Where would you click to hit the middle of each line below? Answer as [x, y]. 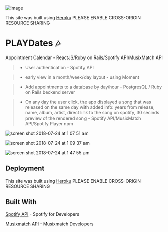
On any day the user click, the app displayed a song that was [88, 102]
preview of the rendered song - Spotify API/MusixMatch [83, 118]
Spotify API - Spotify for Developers [42, 214]
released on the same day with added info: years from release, [90, 107]
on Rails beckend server [50, 92]
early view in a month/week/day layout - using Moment [82, 77]
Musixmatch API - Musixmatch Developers [49, 224]
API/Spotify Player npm [49, 123]
